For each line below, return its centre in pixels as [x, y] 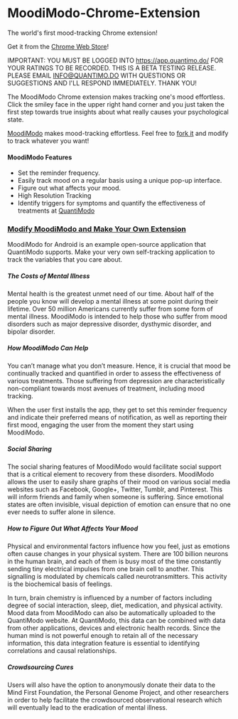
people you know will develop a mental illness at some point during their [113, 302]
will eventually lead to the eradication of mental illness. [87, 708]
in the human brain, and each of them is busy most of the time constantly [114, 561]
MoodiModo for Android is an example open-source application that [107, 245]
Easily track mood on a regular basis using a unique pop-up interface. [120, 181]
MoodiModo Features [40, 157]
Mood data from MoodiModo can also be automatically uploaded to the [112, 613]
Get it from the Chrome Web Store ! [58, 46]
